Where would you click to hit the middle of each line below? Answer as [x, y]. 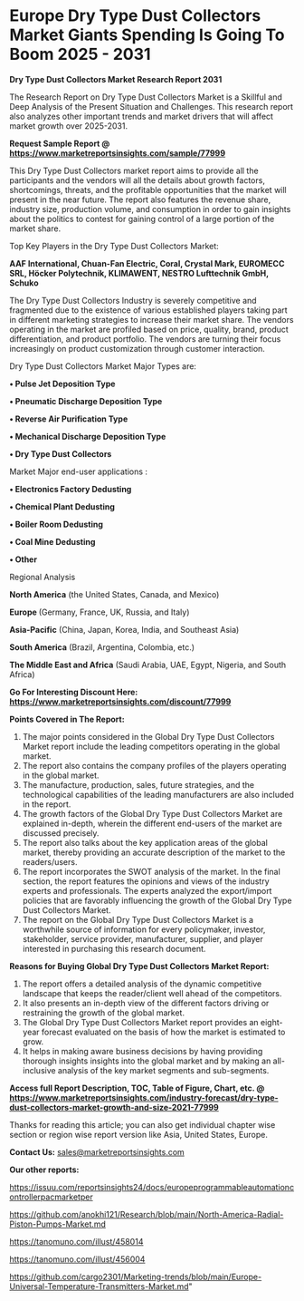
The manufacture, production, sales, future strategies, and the [138, 784]
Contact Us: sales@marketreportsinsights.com [97, 1151]
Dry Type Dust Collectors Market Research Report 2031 [116, 79]
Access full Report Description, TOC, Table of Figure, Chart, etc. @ [137, 1088]
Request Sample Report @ [60, 143]
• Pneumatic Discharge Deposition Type [86, 401]
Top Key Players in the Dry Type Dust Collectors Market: [114, 246]
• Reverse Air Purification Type [69, 419]
